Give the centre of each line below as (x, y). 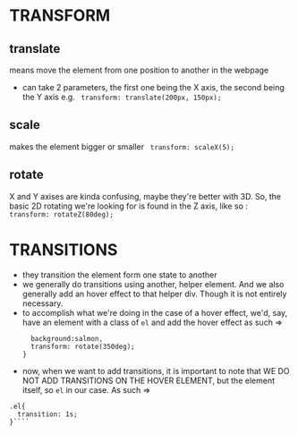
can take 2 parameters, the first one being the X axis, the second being (153, 87)
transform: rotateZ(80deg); (62, 214)
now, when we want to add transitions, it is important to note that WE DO (156, 371)
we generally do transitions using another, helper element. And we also (153, 284)
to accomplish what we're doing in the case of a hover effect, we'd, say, (155, 312)
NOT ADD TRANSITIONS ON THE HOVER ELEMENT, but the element (149, 380)
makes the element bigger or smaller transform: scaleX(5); (122, 146)
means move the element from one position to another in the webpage (139, 70)
